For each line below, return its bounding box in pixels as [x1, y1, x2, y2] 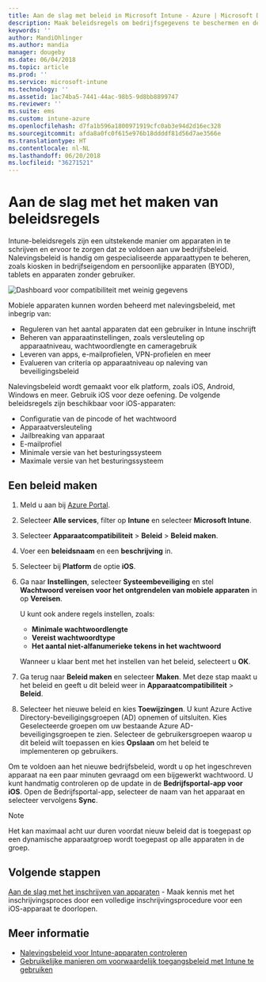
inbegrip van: [8, 309, 51, 319]
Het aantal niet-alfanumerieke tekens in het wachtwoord [31, 641, 222, 651]
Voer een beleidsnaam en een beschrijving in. [19, 546, 173, 556]
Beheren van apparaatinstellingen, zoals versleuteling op [19, 333, 205, 342]
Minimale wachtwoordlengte [31, 624, 128, 634]
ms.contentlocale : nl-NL [8, 144, 90, 152]
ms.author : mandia [8, 41, 69, 49]
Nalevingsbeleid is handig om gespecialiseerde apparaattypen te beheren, [8, 253, 251, 262]
